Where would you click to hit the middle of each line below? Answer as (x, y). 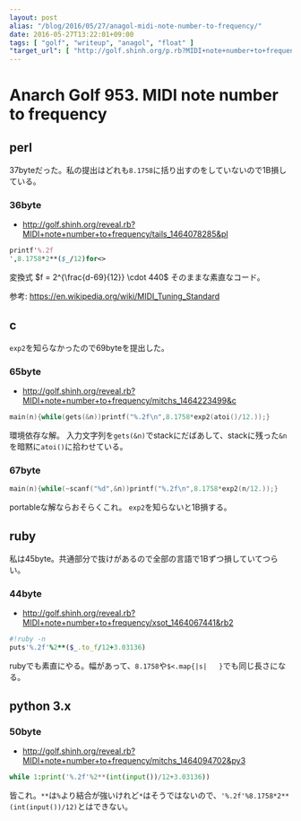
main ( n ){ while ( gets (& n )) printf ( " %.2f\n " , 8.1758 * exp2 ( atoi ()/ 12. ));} (140, 417)
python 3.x (40, 706)
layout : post (34, 17)
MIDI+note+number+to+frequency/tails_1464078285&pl (125, 234)
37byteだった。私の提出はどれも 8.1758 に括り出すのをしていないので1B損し (148, 170)
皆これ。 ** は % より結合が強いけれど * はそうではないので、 (115, 795)
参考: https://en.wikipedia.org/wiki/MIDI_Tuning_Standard (115, 296)
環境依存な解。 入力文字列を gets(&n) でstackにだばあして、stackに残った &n (148, 435)
